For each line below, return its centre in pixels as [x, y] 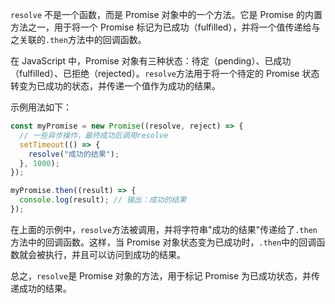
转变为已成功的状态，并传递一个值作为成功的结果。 [115, 86]
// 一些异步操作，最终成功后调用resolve [94, 135]
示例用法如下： [41, 107]
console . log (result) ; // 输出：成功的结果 [103, 200]
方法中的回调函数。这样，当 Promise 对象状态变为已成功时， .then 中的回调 [163, 242]
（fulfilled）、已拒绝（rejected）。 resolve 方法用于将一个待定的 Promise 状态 [165, 73]
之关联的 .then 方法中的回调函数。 [78, 39]
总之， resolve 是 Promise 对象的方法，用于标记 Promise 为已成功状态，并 [161, 275]
